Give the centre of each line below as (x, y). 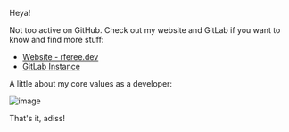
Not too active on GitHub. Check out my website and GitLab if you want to (145, 30)
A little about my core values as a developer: (91, 83)
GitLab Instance (51, 66)
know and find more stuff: (57, 40)
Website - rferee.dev (60, 57)
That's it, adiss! (37, 118)
